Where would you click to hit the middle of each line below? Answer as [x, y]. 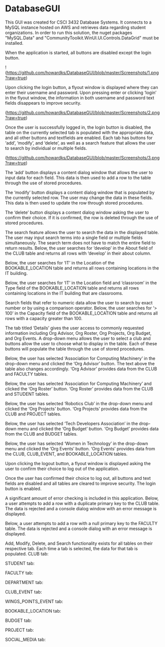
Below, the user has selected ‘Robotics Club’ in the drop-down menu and [79, 403]
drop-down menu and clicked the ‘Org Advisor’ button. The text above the [80, 363]
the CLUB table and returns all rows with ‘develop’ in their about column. [78, 253]
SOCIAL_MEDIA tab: [25, 639]
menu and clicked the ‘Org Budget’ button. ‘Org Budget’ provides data [88, 429]
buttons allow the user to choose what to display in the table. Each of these [81, 343]
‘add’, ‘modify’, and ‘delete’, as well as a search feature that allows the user [80, 143]
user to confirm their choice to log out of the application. [62, 469]
